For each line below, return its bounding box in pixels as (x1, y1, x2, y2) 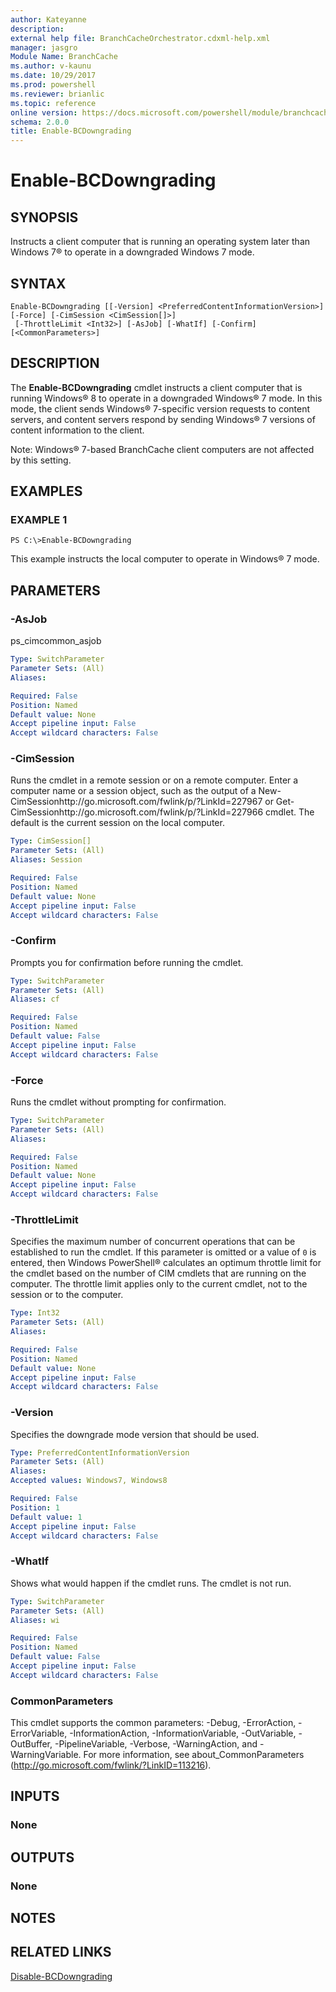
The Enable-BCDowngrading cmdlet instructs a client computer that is (10, 381, 303, 393)
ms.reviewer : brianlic (10, 89, 105, 99)
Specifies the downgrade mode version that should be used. (10, 1428, 260, 1440)
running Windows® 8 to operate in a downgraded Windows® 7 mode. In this (10, 392, 323, 404)
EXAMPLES (10, 483, 83, 500)
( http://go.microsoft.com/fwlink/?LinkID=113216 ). (10, 1759, 212, 1771)
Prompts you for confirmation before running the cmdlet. (10, 956, 244, 968)
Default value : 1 (10, 1512, 83, 1522)
